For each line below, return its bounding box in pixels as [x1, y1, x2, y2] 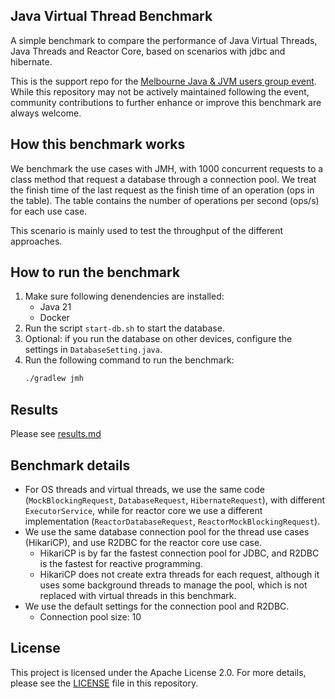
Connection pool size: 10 [39, 610, 142, 623]
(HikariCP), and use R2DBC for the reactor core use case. [24, 536, 263, 548]
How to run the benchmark [10, 264, 181, 281]
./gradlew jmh [24, 374, 84, 384]
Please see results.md [10, 428, 102, 440]
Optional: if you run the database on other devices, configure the [24, 333, 293, 345]
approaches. [10, 235, 63, 247]
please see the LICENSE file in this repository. [10, 677, 199, 689]
